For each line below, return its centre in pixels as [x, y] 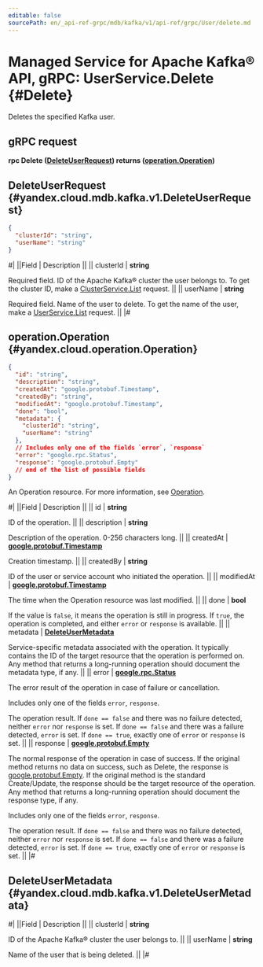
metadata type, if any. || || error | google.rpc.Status [92, 673]
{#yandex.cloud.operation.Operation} [103, 349]
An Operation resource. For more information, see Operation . [107, 492]
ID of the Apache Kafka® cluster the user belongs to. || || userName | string [130, 939]
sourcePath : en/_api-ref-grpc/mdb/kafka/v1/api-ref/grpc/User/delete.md [130, 23]
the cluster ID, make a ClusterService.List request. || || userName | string [126, 289]
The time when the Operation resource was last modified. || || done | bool [127, 600]
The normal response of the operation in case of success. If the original [124, 758]
